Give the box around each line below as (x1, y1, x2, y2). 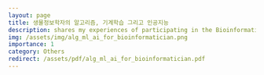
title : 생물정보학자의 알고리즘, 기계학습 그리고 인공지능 (8, 19, 169, 27)
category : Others (8, 48, 65, 55)
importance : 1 (8, 41, 55, 48)
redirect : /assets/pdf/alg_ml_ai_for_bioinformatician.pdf (8, 55, 206, 63)
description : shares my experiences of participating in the (8, 26, 213, 34)
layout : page (8, 11, 51, 20)
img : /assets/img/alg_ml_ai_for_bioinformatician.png (8, 33, 189, 41)
